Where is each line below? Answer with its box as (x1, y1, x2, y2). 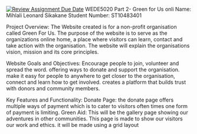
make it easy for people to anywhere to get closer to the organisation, (6, 73, 175, 79)
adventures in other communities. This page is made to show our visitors (6, 115, 183, 122)
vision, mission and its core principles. (6, 48, 99, 55)
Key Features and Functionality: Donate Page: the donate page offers (6, 96, 174, 103)
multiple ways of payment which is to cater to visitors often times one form (6, 103, 188, 109)
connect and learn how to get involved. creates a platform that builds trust (6, 79, 186, 86)
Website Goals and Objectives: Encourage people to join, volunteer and (6, 60, 179, 67)
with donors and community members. (6, 85, 100, 91)
